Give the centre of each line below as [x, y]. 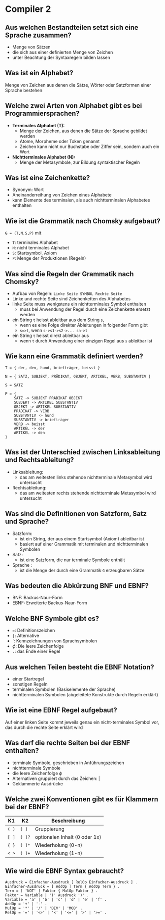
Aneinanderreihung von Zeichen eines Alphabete [62, 195]
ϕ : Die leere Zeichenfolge [38, 646]
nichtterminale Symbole [36, 768]
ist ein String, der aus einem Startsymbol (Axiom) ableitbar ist [82, 538]
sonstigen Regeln [30, 684]
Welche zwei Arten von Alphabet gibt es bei [74, 106]
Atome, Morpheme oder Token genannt [60, 141]
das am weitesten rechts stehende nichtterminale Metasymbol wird [88, 493]
